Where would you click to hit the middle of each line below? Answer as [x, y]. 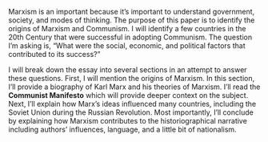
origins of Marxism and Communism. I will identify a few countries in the [127, 28]
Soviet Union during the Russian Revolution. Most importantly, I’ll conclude [131, 112]
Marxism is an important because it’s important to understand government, [132, 12]
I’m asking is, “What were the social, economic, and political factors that [127, 46]
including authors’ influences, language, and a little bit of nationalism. [123, 129]
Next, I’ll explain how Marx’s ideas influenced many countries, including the [132, 104]
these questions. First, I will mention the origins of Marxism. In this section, [131, 78]
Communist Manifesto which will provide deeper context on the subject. [128, 95]
